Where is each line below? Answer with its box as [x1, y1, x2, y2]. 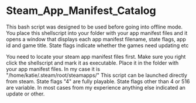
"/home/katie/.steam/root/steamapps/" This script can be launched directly [6, 72, 187, 79]
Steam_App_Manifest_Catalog [6, 4, 156, 17]
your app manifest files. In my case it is [6, 65, 101, 72]
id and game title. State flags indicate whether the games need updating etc [6, 42, 189, 49]
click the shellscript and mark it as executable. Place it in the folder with [6, 59, 179, 66]
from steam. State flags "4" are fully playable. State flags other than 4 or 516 [6, 77, 190, 85]
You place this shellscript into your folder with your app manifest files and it [6, 29, 188, 36]
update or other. [6, 90, 45, 97]
